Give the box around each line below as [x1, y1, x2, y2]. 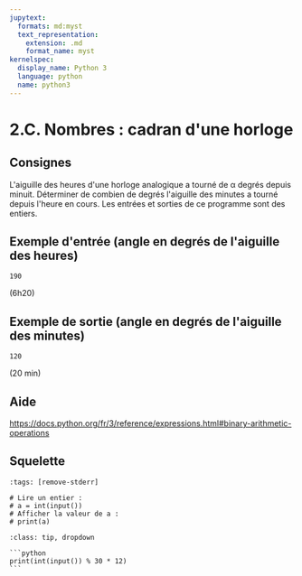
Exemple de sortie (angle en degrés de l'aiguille [9, 313, 282, 330]
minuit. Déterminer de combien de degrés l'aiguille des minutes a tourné [9, 189, 278, 200]
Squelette [9, 453, 66, 469]
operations [9, 428, 50, 439]
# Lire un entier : [9, 493, 83, 502]
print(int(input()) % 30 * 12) [9, 556, 127, 565]
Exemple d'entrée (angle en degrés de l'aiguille [9, 234, 280, 249]
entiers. [9, 208, 38, 218]
